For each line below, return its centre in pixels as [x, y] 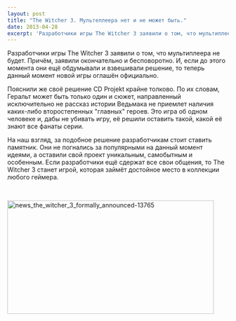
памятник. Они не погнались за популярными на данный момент [105, 147]
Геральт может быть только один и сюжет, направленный [94, 97]
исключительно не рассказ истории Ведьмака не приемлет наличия [111, 104]
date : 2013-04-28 [33, 27]
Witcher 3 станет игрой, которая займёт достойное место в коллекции [113, 170]
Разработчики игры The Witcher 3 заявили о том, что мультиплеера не [113, 53]
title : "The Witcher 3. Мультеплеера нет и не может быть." [97, 20]
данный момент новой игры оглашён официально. [83, 76]
